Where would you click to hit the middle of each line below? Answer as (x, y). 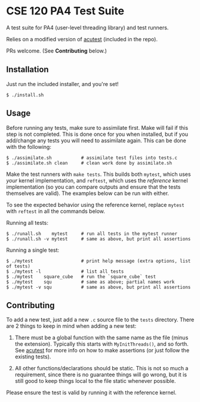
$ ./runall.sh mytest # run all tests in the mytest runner (92, 234)
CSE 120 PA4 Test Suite (65, 11)
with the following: (29, 147)
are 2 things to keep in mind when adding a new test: (71, 326)
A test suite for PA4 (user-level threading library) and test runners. (87, 28)
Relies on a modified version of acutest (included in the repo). (82, 39)
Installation (27, 70)
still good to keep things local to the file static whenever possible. (95, 381)
